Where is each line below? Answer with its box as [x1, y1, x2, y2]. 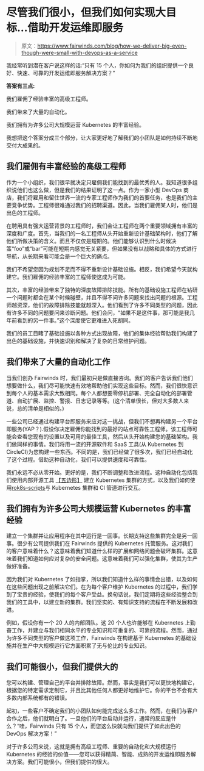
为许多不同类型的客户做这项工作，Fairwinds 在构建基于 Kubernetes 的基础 [6, 634, 192, 642]
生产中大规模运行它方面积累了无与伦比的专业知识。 [22, 642, 150, 650]
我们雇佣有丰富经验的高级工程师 [6, 161, 126, 171]
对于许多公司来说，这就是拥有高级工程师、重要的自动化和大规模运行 [6, 743, 177, 750]
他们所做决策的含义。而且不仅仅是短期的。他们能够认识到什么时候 [6, 237, 171, 245]
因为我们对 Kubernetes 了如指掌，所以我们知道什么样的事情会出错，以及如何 [6, 576, 198, 583]
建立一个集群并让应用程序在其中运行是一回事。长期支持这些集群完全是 [6, 532, 182, 540]
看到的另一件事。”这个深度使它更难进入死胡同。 [16, 317, 134, 324]
